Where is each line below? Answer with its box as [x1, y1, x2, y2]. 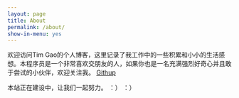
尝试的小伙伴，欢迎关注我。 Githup [13, 68, 116, 77]
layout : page [7, 10, 46, 18]
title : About [7, 17, 46, 24]
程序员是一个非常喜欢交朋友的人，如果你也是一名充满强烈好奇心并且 [26, 60, 225, 68]
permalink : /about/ [7, 23, 65, 31]
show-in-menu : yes [7, 30, 62, 38]
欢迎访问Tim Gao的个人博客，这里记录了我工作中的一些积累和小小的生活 [7, 50, 219, 59]
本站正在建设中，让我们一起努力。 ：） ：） [7, 83, 136, 92]
